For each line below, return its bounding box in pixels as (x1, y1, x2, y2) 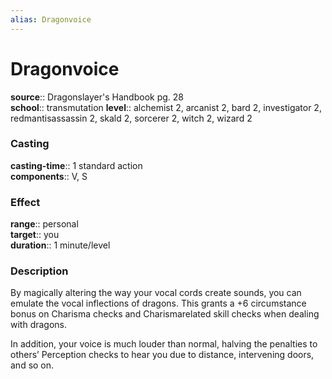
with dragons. (10, 319, 68, 331)
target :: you (10, 229, 60, 241)
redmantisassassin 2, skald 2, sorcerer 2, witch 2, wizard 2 (10, 112, 253, 124)
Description (10, 264, 69, 278)
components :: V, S (10, 170, 88, 182)
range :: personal (10, 218, 79, 230)
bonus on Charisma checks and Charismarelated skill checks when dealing (10, 308, 320, 320)
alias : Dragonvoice (10, 14, 92, 25)
